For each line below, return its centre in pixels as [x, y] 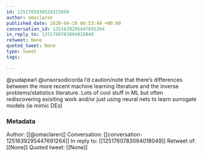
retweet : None [24, 40]
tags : [13, 57]
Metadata [21, 121]
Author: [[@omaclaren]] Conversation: [54, 134]
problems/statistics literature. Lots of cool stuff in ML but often [85, 92]
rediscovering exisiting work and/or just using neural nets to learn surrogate [101, 99]
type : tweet [21, 52]
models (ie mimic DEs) [34, 105]
